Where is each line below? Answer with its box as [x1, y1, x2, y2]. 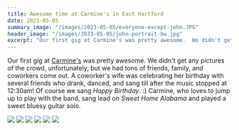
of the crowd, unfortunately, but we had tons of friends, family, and [7, 64, 204, 72]
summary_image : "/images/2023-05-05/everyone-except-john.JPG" [7, 23, 199, 31]
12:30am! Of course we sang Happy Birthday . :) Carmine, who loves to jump [7, 87, 230, 95]
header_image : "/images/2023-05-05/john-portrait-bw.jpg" [7, 30, 183, 38]
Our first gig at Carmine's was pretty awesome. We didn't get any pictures [7, 56, 225, 65]
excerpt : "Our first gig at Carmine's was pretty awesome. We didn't [7, 37, 221, 44]
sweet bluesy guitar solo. [7, 102, 81, 110]
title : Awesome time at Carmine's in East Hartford [7, 10, 164, 18]
